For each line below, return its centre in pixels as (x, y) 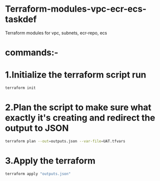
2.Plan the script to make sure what (78, 108)
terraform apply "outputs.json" (38, 174)
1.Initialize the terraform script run (76, 75)
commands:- (32, 53)
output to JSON (37, 128)
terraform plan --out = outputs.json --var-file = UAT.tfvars (65, 141)
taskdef (21, 19)
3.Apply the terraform (50, 161)
